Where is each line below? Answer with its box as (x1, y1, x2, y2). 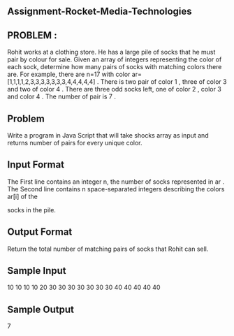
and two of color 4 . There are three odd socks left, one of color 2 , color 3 (7, 85, 221, 94)
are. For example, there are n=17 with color (7, 70, 131, 79)
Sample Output (7, 303, 75, 315)
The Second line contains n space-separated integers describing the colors (7, 184, 225, 193)
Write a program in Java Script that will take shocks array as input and (7, 131, 209, 140)
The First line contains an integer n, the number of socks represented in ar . (7, 177, 225, 186)
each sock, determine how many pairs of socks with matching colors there (7, 63, 222, 71)
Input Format (7, 159, 65, 170)
